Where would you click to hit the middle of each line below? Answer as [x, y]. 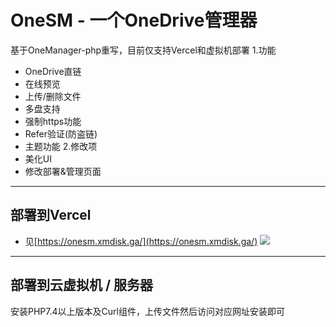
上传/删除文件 [53, 96]
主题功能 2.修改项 [61, 146]
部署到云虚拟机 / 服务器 [82, 285]
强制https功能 [53, 121]
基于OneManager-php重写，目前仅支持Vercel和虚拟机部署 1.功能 [143, 50]
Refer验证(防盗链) [61, 133]
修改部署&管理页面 [63, 171]
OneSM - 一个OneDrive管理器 [134, 20]
